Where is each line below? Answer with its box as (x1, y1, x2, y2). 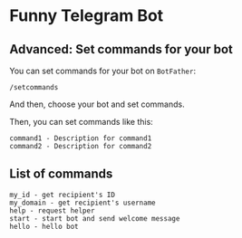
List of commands (9, 167, 113, 182)
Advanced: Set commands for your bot (9, 42, 233, 57)
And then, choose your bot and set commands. (9, 99, 185, 109)
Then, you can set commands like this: (9, 117, 154, 127)
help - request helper (9, 205, 95, 215)
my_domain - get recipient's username (9, 198, 156, 207)
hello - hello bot (9, 222, 79, 231)
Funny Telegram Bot (9, 5, 164, 26)
